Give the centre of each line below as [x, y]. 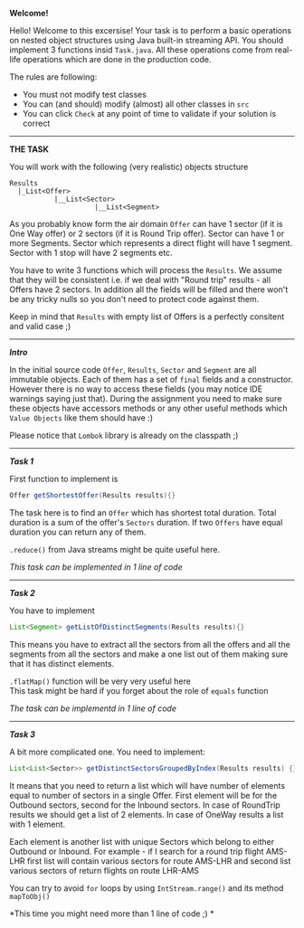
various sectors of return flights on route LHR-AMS [104, 870]
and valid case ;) [40, 326]
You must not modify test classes [85, 95]
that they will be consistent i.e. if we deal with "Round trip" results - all [140, 280]
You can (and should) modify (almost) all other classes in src [136, 104]
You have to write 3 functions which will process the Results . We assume [146, 270]
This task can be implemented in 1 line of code [96, 567]
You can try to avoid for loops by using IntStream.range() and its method [147, 888]
